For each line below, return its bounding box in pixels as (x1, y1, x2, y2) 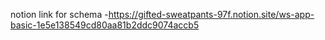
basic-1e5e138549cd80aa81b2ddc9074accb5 (10, 19, 200, 31)
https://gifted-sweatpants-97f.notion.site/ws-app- (108, 9, 315, 20)
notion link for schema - (10, 9, 109, 20)
